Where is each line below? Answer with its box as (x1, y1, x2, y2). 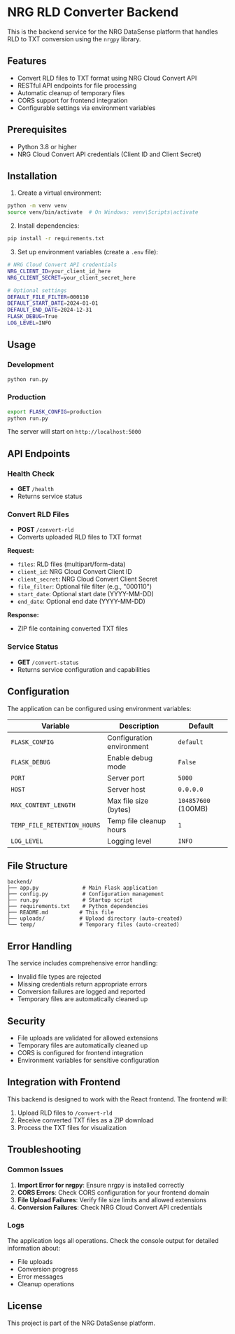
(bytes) (107, 804, 131, 814)
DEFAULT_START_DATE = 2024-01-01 (7, 300, 99, 307)
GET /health (17, 485, 55, 493)
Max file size (107, 796, 149, 806)
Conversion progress (17, 1265, 78, 1273)
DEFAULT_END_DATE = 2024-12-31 (7, 306, 92, 314)
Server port (107, 773, 145, 783)
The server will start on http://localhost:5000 (7, 427, 141, 436)
